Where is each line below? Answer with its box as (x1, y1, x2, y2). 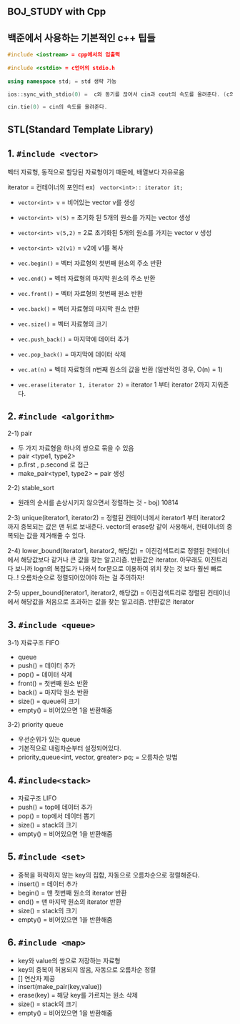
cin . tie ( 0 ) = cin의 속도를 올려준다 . (7, 104, 108, 111)
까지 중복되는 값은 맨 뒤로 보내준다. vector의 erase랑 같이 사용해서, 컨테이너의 (7, 522, 225, 531)
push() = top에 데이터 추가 (17, 802, 93, 811)
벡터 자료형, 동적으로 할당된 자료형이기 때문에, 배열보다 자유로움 (7, 167, 185, 176)
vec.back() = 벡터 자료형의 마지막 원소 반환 (17, 304, 140, 313)
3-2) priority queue (7, 720, 64, 729)
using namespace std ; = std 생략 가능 (7, 78, 117, 85)
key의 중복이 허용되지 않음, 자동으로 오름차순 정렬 (17, 965, 156, 974)
